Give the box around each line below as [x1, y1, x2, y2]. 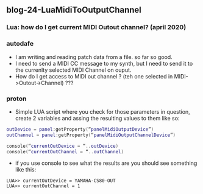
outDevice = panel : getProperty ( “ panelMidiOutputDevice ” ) [6, 126, 154, 133]
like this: [15, 166, 37, 173]
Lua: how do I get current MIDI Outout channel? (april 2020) [6, 23, 187, 32]
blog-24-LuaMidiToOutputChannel [6, 5, 142, 15]
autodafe [6, 40, 34, 48]
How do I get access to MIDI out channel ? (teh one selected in [15, 72, 173, 80]
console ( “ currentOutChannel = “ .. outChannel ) [6, 148, 124, 154]
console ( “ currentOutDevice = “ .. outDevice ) [6, 143, 119, 149]
